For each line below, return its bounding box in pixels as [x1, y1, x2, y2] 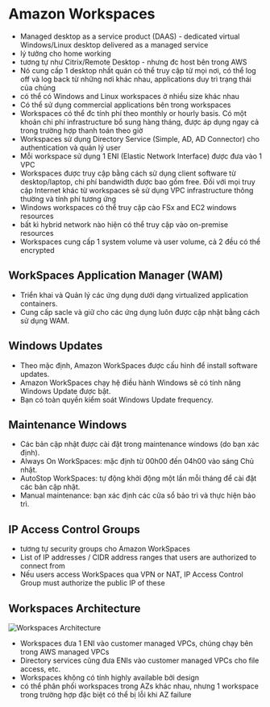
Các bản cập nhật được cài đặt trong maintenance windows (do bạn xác [19, 440, 260, 449]
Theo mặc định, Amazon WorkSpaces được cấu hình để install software [19, 360, 258, 370]
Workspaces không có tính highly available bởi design [19, 673, 200, 682]
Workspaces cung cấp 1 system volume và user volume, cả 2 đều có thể [19, 237, 260, 246]
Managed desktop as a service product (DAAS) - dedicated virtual [19, 31, 240, 41]
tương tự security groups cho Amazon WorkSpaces [19, 544, 191, 554]
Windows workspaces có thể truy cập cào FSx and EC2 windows [19, 202, 237, 212]
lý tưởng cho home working [19, 48, 111, 58]
